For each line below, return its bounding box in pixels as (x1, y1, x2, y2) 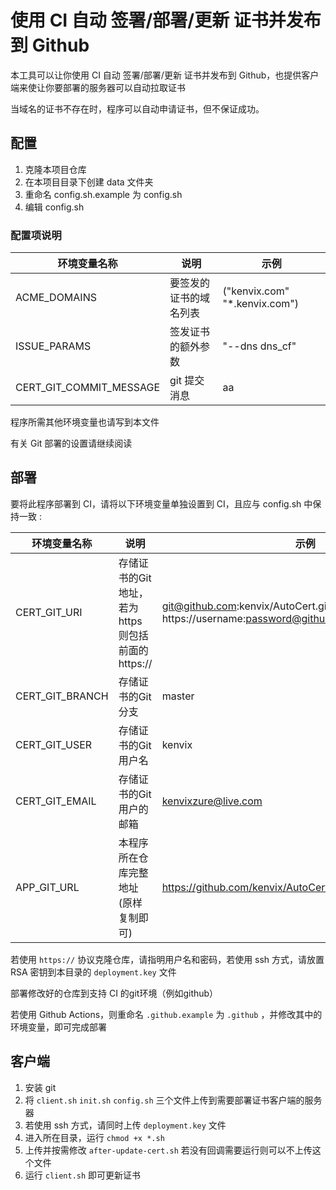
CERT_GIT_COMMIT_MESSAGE (15, 381, 161, 395)
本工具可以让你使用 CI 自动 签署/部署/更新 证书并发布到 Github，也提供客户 (10, 69, 320, 81)
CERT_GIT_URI (15, 605, 83, 619)
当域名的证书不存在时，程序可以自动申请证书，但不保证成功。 (10, 102, 265, 115)
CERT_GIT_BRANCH (15, 689, 109, 703)
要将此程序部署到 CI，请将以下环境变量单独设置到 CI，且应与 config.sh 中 (10, 497, 313, 510)
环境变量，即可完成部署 (10, 1021, 107, 1033)
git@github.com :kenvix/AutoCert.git (161, 599, 330, 613)
